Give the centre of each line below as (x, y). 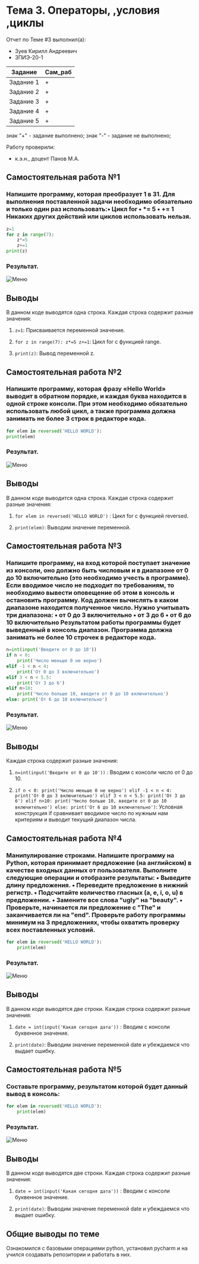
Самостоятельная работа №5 (64, 1070)
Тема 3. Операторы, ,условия (83, 10)
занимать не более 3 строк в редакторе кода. (76, 419)
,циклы (25, 23)
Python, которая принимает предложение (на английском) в (99, 863)
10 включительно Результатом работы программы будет (94, 622)
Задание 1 (24, 82)
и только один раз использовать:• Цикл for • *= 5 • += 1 (90, 209)
